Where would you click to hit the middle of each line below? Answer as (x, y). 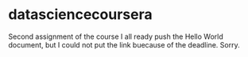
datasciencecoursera (80, 15)
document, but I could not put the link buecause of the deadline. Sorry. (124, 44)
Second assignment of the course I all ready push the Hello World (116, 36)
